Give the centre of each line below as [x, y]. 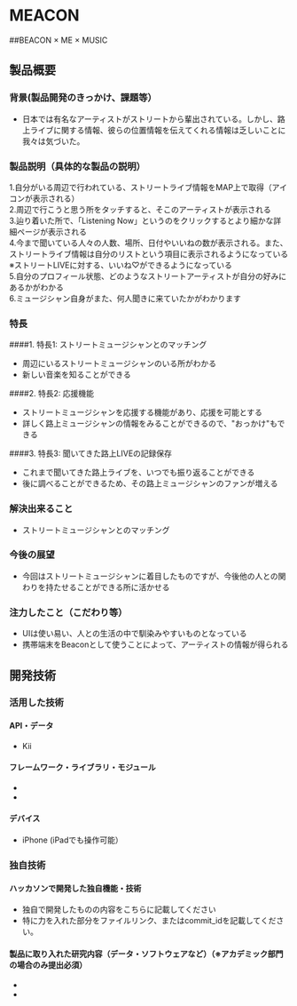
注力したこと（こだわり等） [68, 612]
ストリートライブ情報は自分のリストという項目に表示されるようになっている [149, 253]
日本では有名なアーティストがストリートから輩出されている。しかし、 [149, 119]
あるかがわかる [36, 287]
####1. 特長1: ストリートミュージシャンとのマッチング [108, 345]
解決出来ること [41, 509]
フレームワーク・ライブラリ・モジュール [83, 767]
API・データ [31, 726]
